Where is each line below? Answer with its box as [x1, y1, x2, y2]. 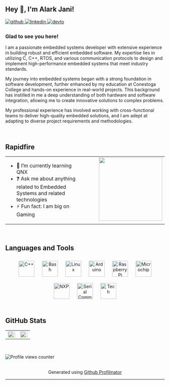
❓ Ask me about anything [16, 175, 76, 182]
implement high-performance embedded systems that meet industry [5, 60, 148, 67]
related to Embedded [16, 183, 67, 190]
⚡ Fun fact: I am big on [16, 203, 70, 210]
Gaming [16, 211, 35, 218]
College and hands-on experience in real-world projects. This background [5, 87, 160, 93]
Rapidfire [5, 143, 35, 151]
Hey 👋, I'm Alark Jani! [5, 5, 74, 14]
